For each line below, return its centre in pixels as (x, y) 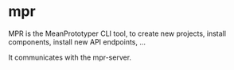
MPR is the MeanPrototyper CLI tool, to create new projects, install (117, 33)
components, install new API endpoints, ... (77, 41)
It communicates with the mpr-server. (70, 57)
